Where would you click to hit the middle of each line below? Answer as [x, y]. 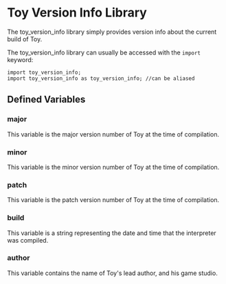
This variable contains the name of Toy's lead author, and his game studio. [112, 273]
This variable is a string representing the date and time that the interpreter [112, 233]
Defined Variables [46, 100]
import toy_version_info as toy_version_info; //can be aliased [101, 78]
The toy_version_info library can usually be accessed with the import [104, 52]
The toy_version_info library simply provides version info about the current [112, 32]
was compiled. [28, 240]
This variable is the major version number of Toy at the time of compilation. [113, 134]
